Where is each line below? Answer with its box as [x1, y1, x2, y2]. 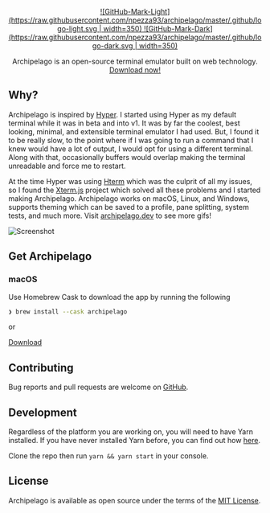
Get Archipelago [8, 249, 92, 264]
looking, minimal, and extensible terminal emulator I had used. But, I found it [8, 126, 260, 136]
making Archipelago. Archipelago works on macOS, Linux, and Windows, [8, 193, 251, 203]
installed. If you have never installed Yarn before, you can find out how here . [8, 436, 261, 445]
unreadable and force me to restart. [8, 161, 126, 170]
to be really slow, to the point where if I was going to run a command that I [8, 135, 254, 145]
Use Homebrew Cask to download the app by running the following [8, 292, 231, 302]
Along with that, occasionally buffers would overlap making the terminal [8, 152, 246, 162]
